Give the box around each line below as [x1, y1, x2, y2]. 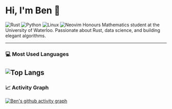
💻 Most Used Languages [5, 50, 69, 58]
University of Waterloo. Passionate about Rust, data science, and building [5, 27, 160, 33]
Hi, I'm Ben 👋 [5, 5, 60, 16]
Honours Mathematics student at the [82, 22, 160, 28]
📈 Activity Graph [5, 84, 49, 92]
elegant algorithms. [5, 32, 46, 39]
